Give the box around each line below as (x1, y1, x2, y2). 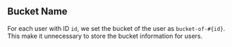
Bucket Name (7, 6, 68, 18)
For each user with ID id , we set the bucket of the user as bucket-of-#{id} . (7, 24, 226, 32)
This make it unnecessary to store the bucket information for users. (7, 32, 203, 40)
